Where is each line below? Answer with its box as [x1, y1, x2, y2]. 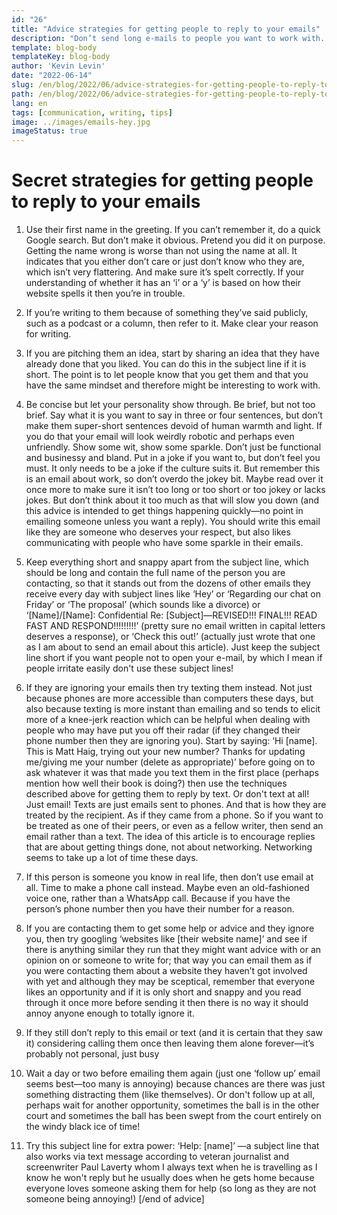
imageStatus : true [11, 126, 88, 136]
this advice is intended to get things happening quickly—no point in [25, 505, 304, 517]
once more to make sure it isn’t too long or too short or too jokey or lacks [25, 484, 326, 496]
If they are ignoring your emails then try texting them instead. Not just [25, 682, 313, 694]
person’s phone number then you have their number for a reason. [25, 903, 295, 915]
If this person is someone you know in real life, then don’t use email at [25, 871, 314, 883]
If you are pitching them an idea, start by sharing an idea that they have [25, 347, 320, 360]
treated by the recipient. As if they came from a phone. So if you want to [25, 809, 324, 821]
